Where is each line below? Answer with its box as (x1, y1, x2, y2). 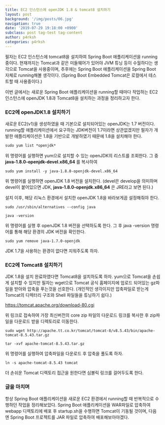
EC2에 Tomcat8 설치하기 (5, 261, 63, 268)
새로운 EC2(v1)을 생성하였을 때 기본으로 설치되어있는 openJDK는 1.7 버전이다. (5, 121, 155, 127)
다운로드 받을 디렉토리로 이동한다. (14, 319, 79, 325)
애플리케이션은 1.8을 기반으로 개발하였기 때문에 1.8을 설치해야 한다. (14, 133, 143, 139)
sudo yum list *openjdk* (5, 143, 56, 148)
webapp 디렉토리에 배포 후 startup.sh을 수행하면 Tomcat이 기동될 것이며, (5, 408, 148, 414)
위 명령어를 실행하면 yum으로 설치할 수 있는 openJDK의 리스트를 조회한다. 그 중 (5, 152, 159, 158)
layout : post (5, 12, 32, 17)
